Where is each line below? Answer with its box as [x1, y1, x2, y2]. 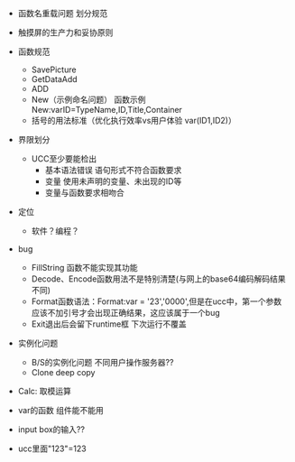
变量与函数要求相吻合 [44, 188, 124, 198]
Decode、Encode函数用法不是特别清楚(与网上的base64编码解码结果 [31, 273, 286, 284]
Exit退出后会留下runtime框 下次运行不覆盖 [31, 319, 187, 329]
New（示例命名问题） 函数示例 [31, 94, 146, 105]
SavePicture [31, 64, 77, 75]
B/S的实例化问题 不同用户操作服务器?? [31, 357, 174, 367]
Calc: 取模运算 [17, 386, 72, 396]
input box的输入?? [17, 424, 86, 435]
